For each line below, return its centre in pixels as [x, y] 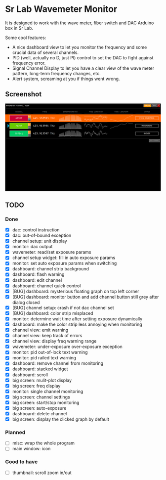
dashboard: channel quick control [46, 286]
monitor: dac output [32, 247]
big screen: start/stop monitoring [46, 402]
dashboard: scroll [30, 375]
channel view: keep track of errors [47, 336]
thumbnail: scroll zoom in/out [42, 473]
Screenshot [23, 94]
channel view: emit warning [40, 330]
